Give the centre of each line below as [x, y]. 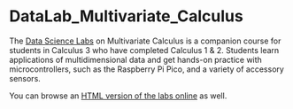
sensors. [25, 78]
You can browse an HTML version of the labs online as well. [118, 96]
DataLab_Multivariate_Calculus [126, 16]
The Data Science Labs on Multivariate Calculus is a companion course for [145, 41]
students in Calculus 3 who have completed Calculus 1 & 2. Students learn [144, 50]
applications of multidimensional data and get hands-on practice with [136, 59]
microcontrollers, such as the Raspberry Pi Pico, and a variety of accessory [147, 69]
